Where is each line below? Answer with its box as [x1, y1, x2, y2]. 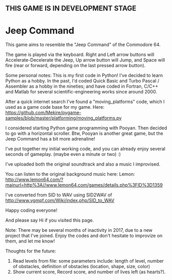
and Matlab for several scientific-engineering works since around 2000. [5, 89, 158, 95]
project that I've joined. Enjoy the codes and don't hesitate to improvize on [5, 233, 163, 239]
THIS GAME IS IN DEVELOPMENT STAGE [5, 4, 137, 13]
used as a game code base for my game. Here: [5, 104, 105, 110]
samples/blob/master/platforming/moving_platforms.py [5, 115, 122, 121]
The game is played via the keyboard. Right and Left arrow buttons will [5, 51, 155, 58]
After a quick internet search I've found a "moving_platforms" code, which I [5, 98, 165, 105]
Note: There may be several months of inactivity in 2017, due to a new [5, 227, 153, 233]
